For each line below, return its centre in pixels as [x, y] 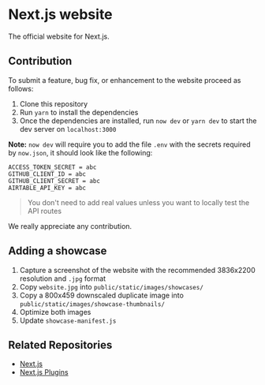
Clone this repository [54, 103]
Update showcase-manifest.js [68, 320]
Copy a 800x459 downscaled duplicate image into [101, 295]
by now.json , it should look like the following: [80, 152]
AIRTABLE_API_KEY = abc [47, 188]
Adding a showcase [58, 251]
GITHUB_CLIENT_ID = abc [47, 174]
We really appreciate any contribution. [70, 226]
